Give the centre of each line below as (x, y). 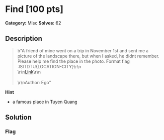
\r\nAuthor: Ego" (34, 82)
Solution (18, 117)
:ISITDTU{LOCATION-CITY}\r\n (49, 66)
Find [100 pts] (34, 9)
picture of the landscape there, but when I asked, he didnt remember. (88, 56)
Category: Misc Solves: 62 (33, 23)
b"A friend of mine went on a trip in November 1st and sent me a (83, 50)
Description (24, 39)
